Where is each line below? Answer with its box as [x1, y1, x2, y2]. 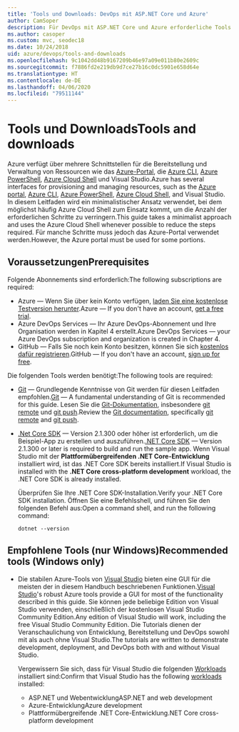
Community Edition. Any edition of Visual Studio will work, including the [17, 612, 226, 621]
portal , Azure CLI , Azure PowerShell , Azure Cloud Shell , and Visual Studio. [7, 190, 226, 199]
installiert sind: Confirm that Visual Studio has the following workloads [17, 672, 223, 681]
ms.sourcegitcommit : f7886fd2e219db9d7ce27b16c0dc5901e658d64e [7, 64, 200, 71]
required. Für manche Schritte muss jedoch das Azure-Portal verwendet [7, 228, 220, 236]
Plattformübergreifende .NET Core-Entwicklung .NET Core [28, 708, 198, 717]
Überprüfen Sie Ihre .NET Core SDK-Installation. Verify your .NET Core [17, 488, 223, 497]
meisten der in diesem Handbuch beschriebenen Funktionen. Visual [17, 582, 215, 591]
